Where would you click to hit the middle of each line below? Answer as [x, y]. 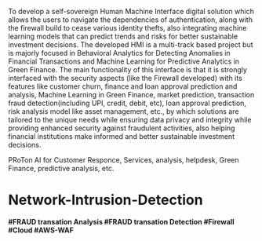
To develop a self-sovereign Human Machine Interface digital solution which [131, 11]
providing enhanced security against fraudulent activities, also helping [122, 128]
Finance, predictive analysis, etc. [61, 168]
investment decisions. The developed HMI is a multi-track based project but [131, 45]
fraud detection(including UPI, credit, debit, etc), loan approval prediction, [127, 103]
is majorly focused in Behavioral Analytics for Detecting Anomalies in [119, 53]
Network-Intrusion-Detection [106, 200]
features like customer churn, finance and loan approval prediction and [123, 86]
